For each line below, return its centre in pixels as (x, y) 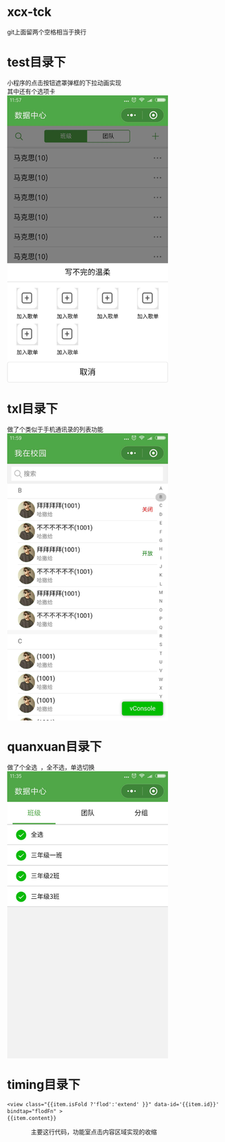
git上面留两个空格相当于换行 (47, 32)
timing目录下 (44, 1084)
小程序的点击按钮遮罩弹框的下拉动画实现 (64, 83)
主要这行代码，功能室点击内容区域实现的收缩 (94, 1132)
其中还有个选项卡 (31, 91)
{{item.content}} (32, 1118)
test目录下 (37, 62)
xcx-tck (29, 12)
